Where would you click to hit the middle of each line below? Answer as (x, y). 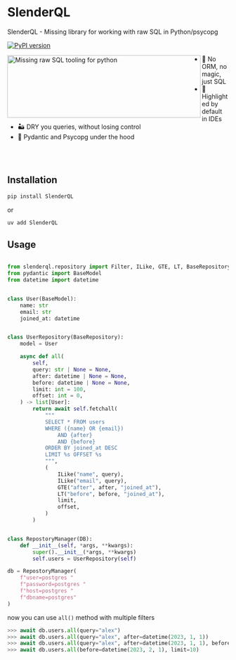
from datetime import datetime (53, 280)
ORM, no (214, 66)
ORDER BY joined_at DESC (81, 448)
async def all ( (42, 357)
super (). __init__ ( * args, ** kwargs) (85, 552)
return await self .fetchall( (75, 409)
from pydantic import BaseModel (54, 274)
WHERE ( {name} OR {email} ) (84, 429)
